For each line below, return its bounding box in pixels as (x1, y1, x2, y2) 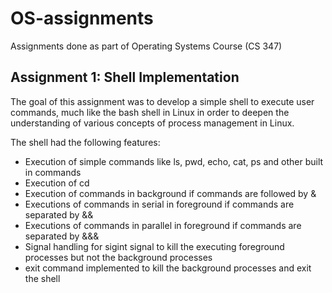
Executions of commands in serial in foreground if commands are (24, 198, 295, 210)
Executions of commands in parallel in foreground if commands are (24, 219, 302, 231)
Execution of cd (24, 177, 90, 189)
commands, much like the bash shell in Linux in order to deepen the (10, 106, 290, 118)
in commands (24, 166, 82, 178)
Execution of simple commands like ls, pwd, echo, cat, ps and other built (24, 155, 324, 167)
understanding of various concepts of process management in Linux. (10, 117, 295, 129)
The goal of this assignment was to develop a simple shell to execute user (10, 95, 315, 107)
